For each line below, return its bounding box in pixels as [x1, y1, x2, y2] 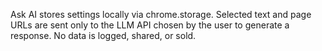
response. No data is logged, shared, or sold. [10, 30, 197, 41]
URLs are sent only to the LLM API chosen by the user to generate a [10, 19, 290, 31]
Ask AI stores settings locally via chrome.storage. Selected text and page [10, 9, 312, 20]
